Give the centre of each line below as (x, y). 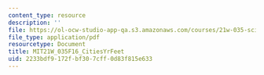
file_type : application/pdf (54, 37)
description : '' (35, 23)
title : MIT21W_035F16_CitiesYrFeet (66, 52)
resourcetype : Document (47, 45)
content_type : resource (47, 15)
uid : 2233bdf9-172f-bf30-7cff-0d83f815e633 (81, 59)
